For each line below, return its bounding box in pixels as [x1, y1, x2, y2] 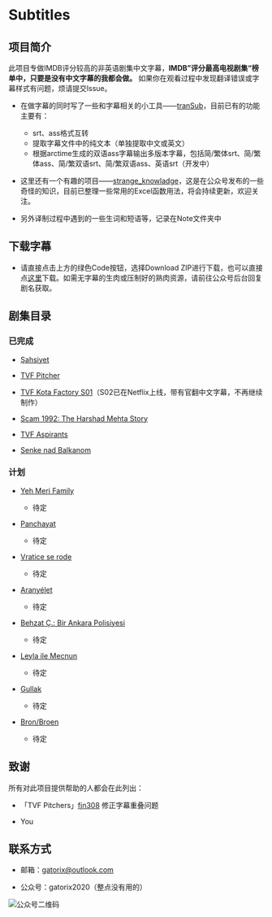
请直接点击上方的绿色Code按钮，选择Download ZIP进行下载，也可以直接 [19, 263, 263, 272]
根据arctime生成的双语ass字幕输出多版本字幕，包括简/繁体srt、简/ [32, 149, 254, 158]
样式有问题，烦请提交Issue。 [15, 84, 112, 93]
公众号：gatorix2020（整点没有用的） [19, 882, 148, 892]
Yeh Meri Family [19, 485, 75, 495]
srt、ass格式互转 [32, 128, 89, 137]
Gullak [19, 684, 42, 693]
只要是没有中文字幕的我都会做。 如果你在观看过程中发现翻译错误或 [29, 73, 253, 83]
